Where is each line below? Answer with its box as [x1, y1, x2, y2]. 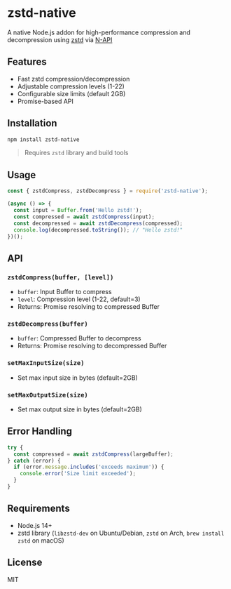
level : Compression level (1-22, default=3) [17, 295, 141, 303]
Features [7, 56, 47, 68]
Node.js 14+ [17, 521, 52, 529]
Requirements [7, 503, 70, 515]
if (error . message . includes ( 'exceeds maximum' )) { [13, 463, 164, 471]
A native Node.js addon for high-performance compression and [7, 28, 191, 37]
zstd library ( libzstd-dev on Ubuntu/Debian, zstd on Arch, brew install [17, 529, 225, 537]
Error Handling [7, 425, 72, 437]
